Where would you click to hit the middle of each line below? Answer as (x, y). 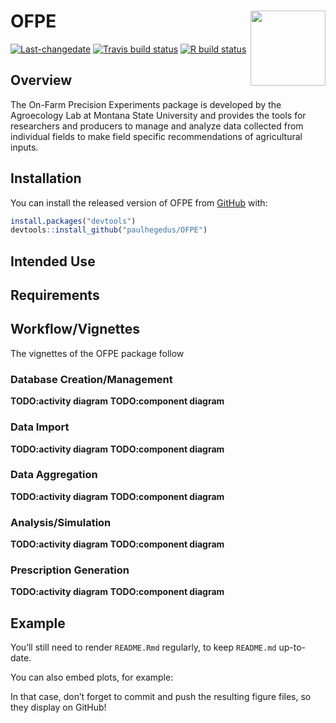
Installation (46, 178)
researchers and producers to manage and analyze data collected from (157, 126)
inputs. (24, 147)
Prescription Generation (70, 570)
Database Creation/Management (91, 379)
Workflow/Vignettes (75, 329)
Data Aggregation (54, 475)
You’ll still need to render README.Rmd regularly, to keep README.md (143, 647)
